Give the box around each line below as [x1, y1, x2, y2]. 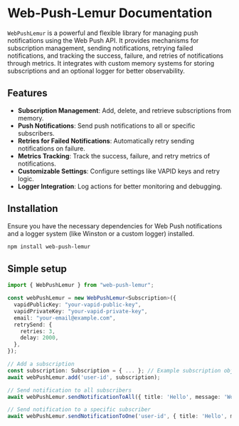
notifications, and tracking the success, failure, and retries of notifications [7, 51, 224, 60]
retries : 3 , [20, 328, 55, 335]
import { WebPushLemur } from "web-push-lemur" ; [7, 282, 154, 289]
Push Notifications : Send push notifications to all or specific [17, 121, 196, 130]
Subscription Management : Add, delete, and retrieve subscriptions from [17, 106, 231, 115]
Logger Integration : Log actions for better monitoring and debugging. [17, 182, 223, 191]
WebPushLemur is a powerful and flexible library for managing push [7, 29, 198, 37]
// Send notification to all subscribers [7, 387, 132, 394]
